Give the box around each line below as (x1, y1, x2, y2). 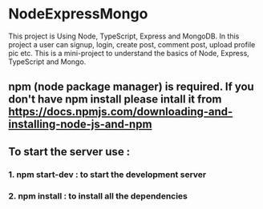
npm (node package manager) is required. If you (8, 80, 254, 94)
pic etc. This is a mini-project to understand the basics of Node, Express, (8, 48, 250, 58)
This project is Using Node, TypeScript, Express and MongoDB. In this (8, 31, 240, 41)
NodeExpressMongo (8, 5, 148, 23)
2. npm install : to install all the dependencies (8, 190, 188, 201)
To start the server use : (8, 145, 131, 159)
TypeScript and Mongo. (8, 57, 87, 66)
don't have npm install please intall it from (8, 93, 222, 107)
